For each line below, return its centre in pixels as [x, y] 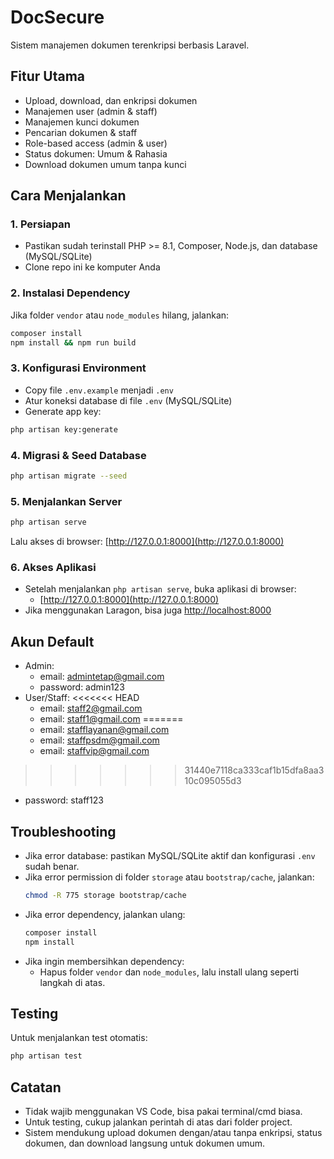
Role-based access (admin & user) [96, 143]
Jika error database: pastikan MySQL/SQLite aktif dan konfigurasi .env [170, 855]
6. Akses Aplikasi [53, 567]
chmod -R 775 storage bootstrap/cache [105, 895]
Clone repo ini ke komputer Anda [92, 267]
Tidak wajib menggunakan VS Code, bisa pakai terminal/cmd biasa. [163, 1112]
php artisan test [46, 1056]
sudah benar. [52, 866]
